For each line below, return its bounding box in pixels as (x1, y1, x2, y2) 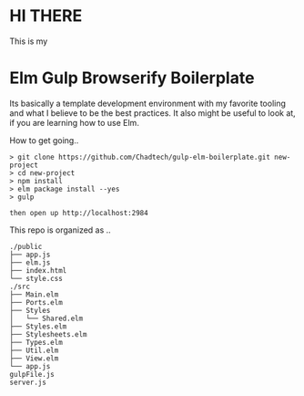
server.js (9, 378, 47, 387)
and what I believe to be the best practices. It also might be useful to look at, (9, 107, 296, 119)
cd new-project (17, 168, 76, 178)
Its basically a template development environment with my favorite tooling (9, 98, 287, 109)
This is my (9, 36, 48, 47)
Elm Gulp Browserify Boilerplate (9, 68, 255, 89)
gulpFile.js (9, 370, 55, 379)
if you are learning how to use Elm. (9, 117, 139, 128)
